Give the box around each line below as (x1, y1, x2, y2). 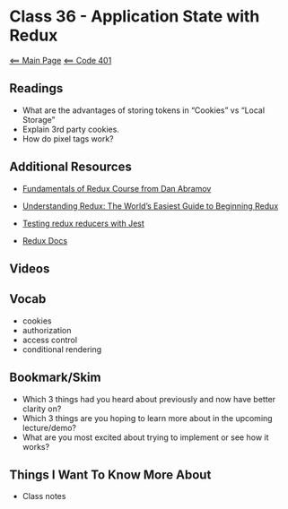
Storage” (22, 114, 56, 125)
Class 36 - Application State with (9, 6, 260, 27)
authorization (22, 324, 72, 335)
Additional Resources (9, 160, 132, 175)
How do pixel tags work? (22, 133, 114, 144)
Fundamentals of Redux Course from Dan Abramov (22, 183, 212, 194)
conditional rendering (22, 343, 102, 355)
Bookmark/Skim (9, 370, 101, 385)
